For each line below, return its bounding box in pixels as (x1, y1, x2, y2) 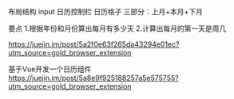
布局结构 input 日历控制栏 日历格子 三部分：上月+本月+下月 (8, 7, 204, 16)
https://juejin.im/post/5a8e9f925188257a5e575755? (8, 74, 179, 82)
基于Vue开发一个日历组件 (8, 64, 92, 74)
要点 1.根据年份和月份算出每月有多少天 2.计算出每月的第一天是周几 (8, 24, 227, 33)
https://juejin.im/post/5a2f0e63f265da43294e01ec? (8, 40, 180, 49)
